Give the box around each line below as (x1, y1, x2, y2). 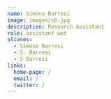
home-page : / (13, 68, 52, 75)
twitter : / (13, 82, 45, 89)
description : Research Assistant (7, 23, 105, 30)
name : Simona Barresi (7, 10, 71, 17)
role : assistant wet (7, 29, 68, 37)
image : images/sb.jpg (7, 17, 71, 24)
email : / (13, 75, 39, 82)
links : (7, 62, 27, 69)
